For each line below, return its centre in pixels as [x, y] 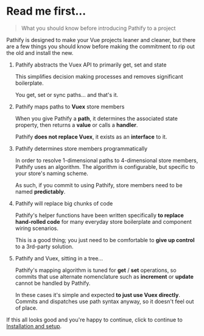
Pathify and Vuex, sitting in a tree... [59, 258]
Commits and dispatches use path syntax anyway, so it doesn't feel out [104, 301]
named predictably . [40, 191]
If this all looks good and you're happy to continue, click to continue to [94, 320]
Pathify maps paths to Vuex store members [70, 106]
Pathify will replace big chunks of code [64, 203]
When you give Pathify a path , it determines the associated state [96, 118]
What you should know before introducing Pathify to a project [98, 28]
